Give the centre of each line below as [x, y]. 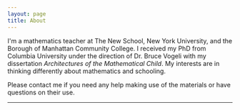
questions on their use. [41, 92]
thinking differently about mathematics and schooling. [87, 71]
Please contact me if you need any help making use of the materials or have [119, 84]
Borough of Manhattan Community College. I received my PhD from [107, 48]
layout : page [27, 14]
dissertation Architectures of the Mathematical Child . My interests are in [114, 63]
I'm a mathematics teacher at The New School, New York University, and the [120, 40]
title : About [27, 21]
